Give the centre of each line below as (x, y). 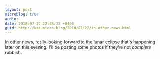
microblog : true (22, 14)
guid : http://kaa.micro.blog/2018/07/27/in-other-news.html (68, 28)
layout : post (19, 10)
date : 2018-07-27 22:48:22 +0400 (40, 23)
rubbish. (14, 53)
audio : (12, 19)
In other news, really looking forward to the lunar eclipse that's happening (80, 42)
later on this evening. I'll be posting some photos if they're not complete (78, 47)
